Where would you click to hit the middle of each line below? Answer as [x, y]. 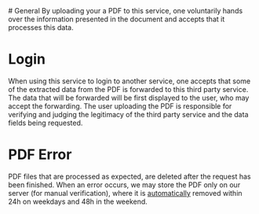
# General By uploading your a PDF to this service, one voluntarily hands [126, 11]
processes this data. [41, 28]
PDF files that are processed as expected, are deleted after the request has [129, 176]
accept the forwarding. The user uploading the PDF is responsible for [120, 106]
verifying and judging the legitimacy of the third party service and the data [128, 114]
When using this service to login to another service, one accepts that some [129, 81]
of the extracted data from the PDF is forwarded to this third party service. [128, 89]
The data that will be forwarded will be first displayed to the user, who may [129, 98]
